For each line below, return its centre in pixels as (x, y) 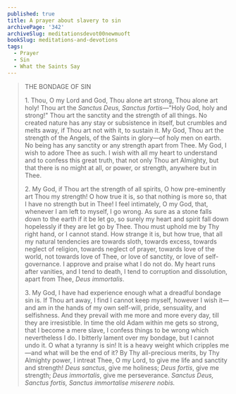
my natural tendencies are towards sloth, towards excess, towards (120, 241)
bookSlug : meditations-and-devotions (63, 40)
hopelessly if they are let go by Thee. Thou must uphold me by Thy (122, 226)
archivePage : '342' (36, 27)
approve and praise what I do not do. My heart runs (141, 264)
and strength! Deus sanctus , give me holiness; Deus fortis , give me (122, 367)
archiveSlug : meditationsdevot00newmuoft (69, 34)
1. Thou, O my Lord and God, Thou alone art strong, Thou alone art (121, 100)
